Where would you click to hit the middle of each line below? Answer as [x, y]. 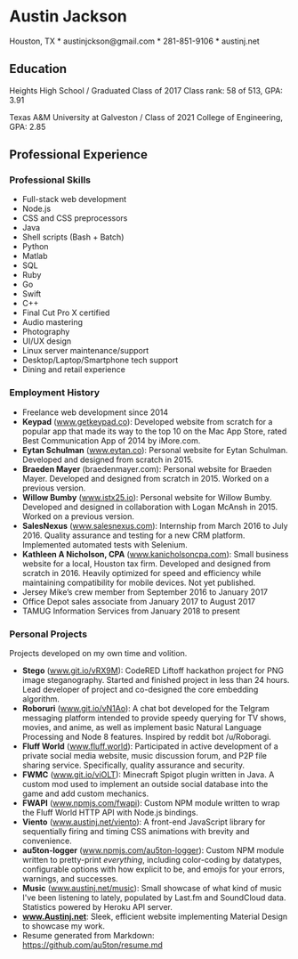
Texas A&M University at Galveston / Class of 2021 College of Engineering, [146, 117]
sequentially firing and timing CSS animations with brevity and [136, 832]
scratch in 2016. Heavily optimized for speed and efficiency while [141, 573]
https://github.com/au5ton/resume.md [92, 945]
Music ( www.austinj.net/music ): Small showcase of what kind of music [152, 889]
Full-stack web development [74, 199]
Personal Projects [48, 634]
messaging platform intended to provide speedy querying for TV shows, [154, 718]
